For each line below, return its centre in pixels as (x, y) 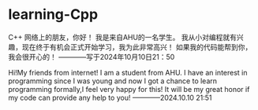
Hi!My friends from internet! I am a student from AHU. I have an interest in (128, 72)
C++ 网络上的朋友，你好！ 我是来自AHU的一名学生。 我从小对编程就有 (123, 37)
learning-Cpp (53, 15)
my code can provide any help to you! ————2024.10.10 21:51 (110, 97)
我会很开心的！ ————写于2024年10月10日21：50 (92, 57)
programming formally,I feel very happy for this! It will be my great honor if (129, 89)
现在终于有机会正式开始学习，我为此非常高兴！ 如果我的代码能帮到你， (137, 47)
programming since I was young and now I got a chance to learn (113, 81)
